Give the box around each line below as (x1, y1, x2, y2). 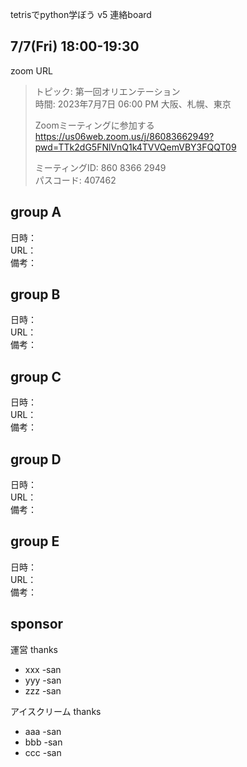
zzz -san (24, 684, 62, 697)
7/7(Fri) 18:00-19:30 (10, 38, 140, 55)
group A (10, 204, 62, 221)
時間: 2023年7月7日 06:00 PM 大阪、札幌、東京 (34, 98, 232, 110)
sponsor (10, 616, 64, 633)
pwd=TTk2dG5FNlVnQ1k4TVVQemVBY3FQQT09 (34, 141, 237, 153)
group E (10, 533, 60, 550)
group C (10, 368, 62, 385)
